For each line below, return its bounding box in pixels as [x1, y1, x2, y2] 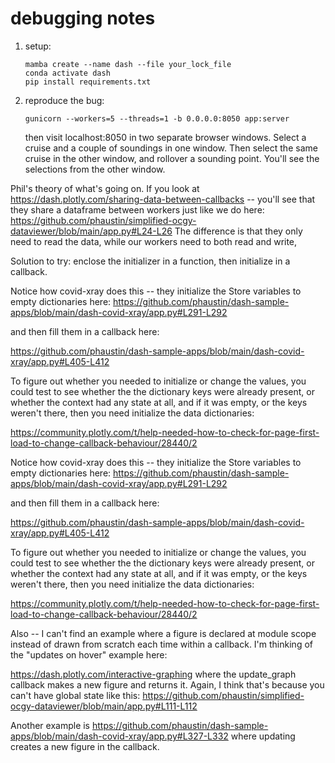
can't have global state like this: [10, 689, 141, 701]
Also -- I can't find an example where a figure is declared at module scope [10, 627, 317, 639]
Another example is [10, 719, 91, 731]
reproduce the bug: [24, 94, 105, 106]
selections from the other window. [24, 163, 166, 175]
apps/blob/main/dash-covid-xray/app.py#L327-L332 [10, 730, 229, 742]
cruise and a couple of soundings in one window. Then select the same [24, 142, 318, 154]
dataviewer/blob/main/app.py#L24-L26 [10, 225, 173, 237]
